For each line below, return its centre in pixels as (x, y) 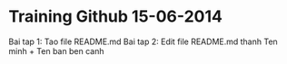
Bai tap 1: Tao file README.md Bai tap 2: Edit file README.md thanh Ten (143, 41)
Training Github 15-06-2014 (116, 17)
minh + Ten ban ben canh (56, 50)
